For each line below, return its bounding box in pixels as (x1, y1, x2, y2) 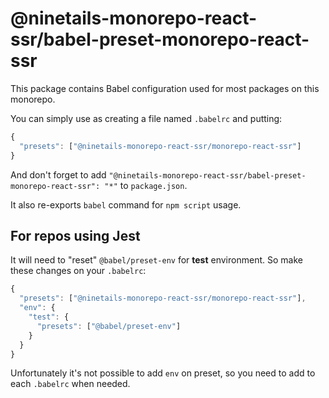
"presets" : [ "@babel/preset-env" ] (36, 321, 182, 331)
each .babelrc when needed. (10, 378, 131, 390)
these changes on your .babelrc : (10, 265, 147, 277)
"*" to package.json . (104, 179, 188, 191)
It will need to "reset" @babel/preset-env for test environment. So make (10, 254, 303, 266)
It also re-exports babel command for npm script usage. (10, 198, 242, 211)
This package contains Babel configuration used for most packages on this (10, 82, 320, 94)
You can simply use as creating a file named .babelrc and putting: (10, 112, 283, 124)
